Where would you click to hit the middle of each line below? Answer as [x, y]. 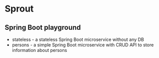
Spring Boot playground [43, 27]
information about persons [39, 50]
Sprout [19, 9]
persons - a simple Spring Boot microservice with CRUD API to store [83, 45]
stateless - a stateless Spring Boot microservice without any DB [78, 39]
